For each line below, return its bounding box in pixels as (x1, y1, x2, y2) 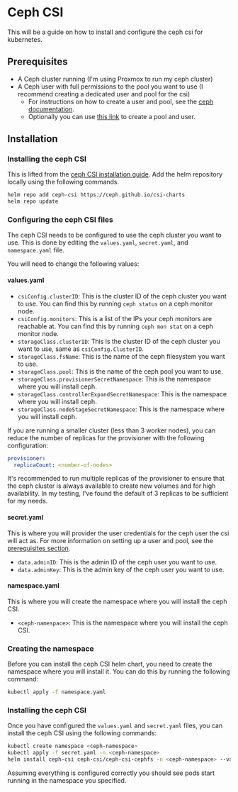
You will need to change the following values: (7, 260, 140, 268)
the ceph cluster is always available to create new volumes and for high (7, 481, 216, 490)
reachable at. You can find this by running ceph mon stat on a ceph (17, 322, 214, 330)
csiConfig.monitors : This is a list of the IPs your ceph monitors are (17, 314, 212, 323)
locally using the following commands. (7, 178, 120, 186)
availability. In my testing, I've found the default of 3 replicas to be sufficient (7, 489, 229, 498)
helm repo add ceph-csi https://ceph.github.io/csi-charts (7, 191, 186, 199)
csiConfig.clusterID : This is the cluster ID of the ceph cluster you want (17, 291, 227, 300)
